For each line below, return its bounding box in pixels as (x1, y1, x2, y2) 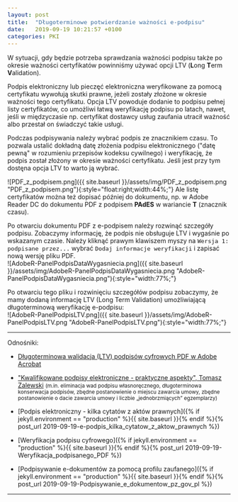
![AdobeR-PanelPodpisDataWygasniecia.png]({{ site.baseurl (7, 259, 183, 267)
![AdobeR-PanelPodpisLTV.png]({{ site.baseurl (7, 310, 143, 319)
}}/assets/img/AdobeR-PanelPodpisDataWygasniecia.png (7, 267, 175, 275)
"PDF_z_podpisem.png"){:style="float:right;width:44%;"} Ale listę (7, 185, 199, 194)
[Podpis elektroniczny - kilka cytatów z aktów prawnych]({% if (17, 407, 200, 415)
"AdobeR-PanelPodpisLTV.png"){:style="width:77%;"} (69, 318, 227, 326)
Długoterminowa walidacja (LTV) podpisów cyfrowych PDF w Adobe (17, 352, 217, 360)
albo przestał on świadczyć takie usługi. (7, 120, 124, 128)
